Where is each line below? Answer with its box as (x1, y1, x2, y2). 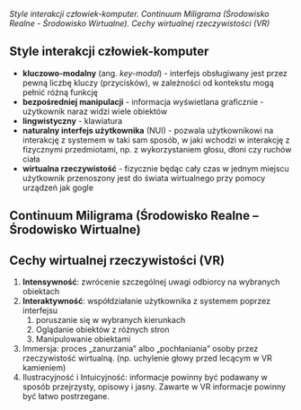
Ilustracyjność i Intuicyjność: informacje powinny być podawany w (22, 372, 268, 383)
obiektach (22, 286, 60, 297)
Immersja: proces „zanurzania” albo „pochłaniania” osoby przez (22, 344, 259, 354)
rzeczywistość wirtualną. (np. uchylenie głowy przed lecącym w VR (22, 353, 272, 363)
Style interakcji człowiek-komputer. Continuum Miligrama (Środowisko (9, 9, 270, 19)
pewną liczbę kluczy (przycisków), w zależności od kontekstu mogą (22, 77, 274, 88)
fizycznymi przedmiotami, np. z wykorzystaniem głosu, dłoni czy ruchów (22, 144, 292, 154)
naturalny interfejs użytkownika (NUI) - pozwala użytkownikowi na (22, 125, 274, 135)
